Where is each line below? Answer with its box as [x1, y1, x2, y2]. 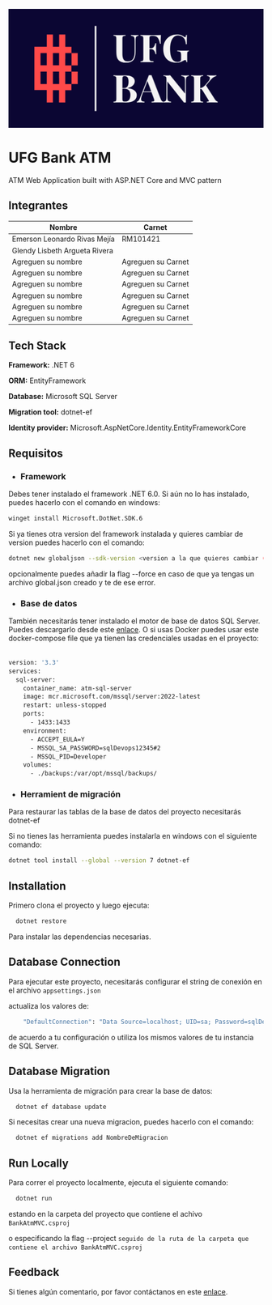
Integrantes [8, 199, 69, 213]
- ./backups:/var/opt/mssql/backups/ [29, 770, 158, 778]
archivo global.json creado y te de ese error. [8, 577, 156, 587]
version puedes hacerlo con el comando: [8, 538, 145, 547]
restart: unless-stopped [23, 701, 107, 709]
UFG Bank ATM [8, 148, 112, 167]
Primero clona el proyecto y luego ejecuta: [8, 900, 150, 911]
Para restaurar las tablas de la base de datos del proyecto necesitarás [8, 807, 241, 817]
